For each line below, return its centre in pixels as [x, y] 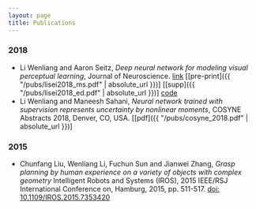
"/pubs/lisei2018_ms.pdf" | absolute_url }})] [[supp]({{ [107, 84]
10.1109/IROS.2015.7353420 [65, 197]
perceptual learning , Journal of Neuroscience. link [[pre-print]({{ [125, 76]
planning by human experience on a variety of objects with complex [131, 172]
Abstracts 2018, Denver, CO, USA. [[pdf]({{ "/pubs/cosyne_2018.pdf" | [134, 118]
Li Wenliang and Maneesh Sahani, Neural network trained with [121, 101]
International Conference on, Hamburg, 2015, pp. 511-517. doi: [119, 189]
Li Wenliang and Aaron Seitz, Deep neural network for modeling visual [134, 67]
